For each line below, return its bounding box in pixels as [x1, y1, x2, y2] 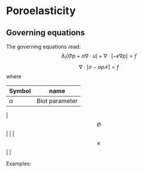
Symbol [9, 86, 31, 95]
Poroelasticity [6, 4, 76, 18]
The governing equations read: [6, 43, 81, 50]
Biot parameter [36, 97, 78, 105]
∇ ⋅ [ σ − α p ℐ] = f [78, 63, 119, 70]
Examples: [6, 160, 31, 167]
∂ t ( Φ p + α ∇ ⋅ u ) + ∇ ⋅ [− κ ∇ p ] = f [61, 52, 137, 61]
